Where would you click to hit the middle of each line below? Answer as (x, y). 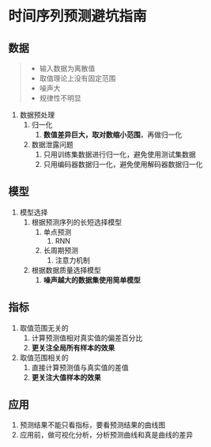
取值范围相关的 (44, 358)
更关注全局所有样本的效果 (73, 347)
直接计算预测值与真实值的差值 (80, 367)
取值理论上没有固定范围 (77, 78)
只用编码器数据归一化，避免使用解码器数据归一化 (123, 164)
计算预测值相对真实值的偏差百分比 (87, 338)
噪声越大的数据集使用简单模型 (92, 280)
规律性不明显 (60, 98)
